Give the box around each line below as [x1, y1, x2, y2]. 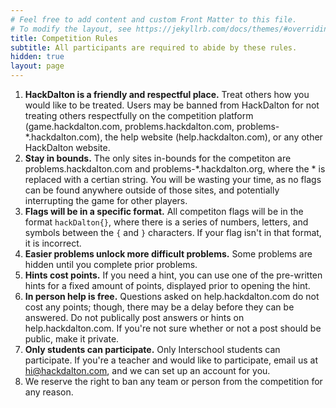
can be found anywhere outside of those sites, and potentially [24, 184, 280, 196]
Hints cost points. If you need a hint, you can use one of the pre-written [24, 269, 323, 281]
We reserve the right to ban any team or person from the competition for [24, 376, 323, 387]
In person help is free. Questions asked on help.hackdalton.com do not [24, 291, 320, 302]
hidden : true [10, 52, 65, 62]
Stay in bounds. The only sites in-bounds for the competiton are [24, 152, 292, 164]
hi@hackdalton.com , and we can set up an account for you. [24, 365, 271, 376]
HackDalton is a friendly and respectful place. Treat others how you [24, 89, 310, 100]
